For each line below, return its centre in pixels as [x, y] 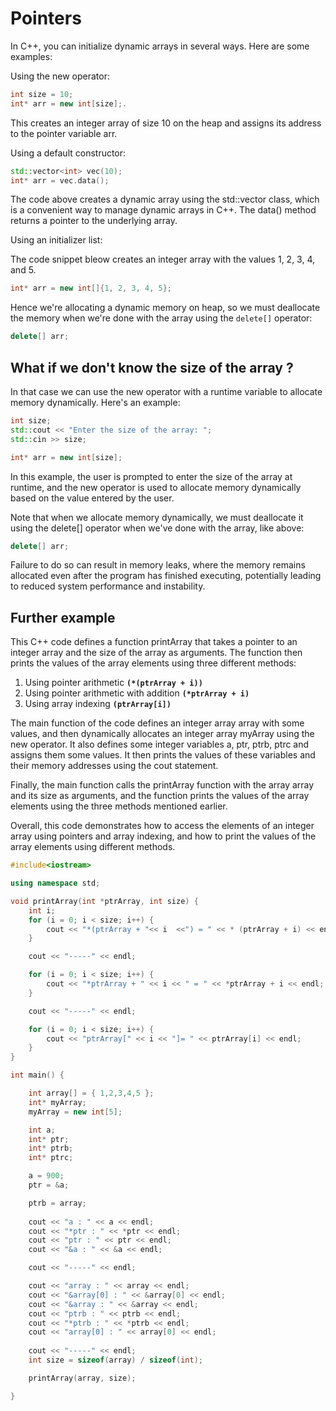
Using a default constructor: [68, 153]
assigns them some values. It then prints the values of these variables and [163, 755]
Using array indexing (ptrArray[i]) [98, 704]
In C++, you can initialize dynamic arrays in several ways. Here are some [160, 46]
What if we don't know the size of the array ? [152, 367]
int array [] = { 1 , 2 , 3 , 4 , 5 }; [91, 1093]
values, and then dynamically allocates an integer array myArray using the [162, 734]
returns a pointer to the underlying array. [94, 221]
